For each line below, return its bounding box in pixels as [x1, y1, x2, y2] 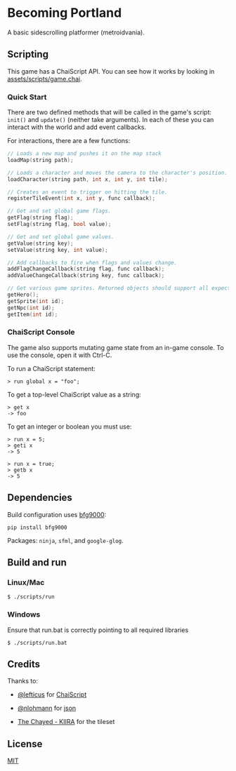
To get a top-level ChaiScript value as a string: [7, 390, 142, 398]
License [7, 738, 43, 750]
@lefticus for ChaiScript [17, 690, 87, 699]
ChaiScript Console [7, 328, 75, 337]
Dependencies [7, 492, 72, 504]
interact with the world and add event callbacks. [7, 123, 146, 131]
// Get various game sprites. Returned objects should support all [7, 285, 209, 292]
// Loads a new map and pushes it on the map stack [7, 150, 162, 157]
